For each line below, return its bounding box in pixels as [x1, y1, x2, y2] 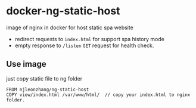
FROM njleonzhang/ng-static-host [6, 87, 89, 92]
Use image [6, 59, 46, 69]
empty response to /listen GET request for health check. [14, 42, 154, 49]
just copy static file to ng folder [6, 75, 83, 82]
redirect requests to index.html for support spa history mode [14, 35, 165, 42]
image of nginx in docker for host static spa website [6, 24, 134, 31]
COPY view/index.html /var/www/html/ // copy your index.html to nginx [6, 91, 191, 98]
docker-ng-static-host [6, 4, 120, 18]
